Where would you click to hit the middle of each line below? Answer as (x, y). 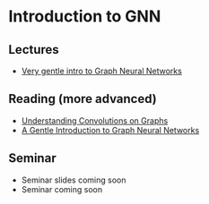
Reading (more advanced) (83, 99)
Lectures (34, 50)
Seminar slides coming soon (74, 180)
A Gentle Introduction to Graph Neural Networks (110, 130)
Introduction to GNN (85, 17)
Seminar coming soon (62, 189)
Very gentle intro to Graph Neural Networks (102, 71)
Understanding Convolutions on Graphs (95, 120)
